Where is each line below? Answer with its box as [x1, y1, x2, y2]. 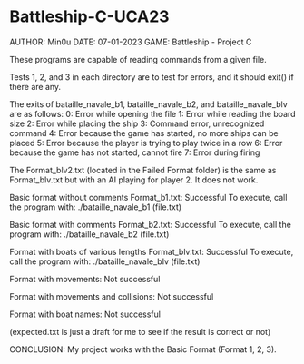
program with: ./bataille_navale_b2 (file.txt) [9, 229, 170, 240]
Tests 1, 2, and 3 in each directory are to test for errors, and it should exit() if [9, 71, 295, 83]
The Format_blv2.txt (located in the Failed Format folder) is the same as [9, 164, 277, 175]
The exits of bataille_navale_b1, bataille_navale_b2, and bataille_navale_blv [9, 98, 288, 110]
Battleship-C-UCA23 [9, 6, 170, 27]
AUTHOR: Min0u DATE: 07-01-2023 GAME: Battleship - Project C [9, 36, 252, 47]
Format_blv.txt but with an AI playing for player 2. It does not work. [9, 174, 259, 185]
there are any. [9, 81, 62, 92]
